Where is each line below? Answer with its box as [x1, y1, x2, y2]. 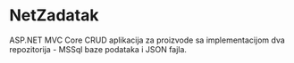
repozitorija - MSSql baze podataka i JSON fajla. [9, 43, 188, 54]
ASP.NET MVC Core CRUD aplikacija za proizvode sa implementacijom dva [9, 35, 286, 45]
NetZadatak [9, 5, 99, 26]
